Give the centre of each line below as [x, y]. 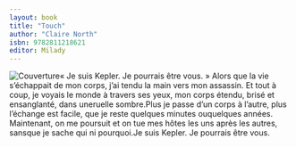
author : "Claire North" [54, 34]
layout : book [34, 17]
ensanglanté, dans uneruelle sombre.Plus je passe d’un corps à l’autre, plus [148, 104]
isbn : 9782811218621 [48, 42]
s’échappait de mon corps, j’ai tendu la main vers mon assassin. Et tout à [143, 86]
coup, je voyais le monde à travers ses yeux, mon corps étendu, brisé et [142, 95]
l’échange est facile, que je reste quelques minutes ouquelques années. [141, 114]
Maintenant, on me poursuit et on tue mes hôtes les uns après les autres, [144, 123]
